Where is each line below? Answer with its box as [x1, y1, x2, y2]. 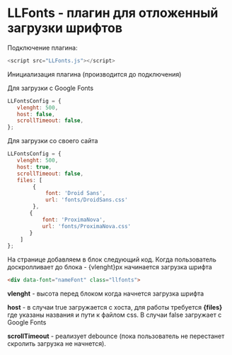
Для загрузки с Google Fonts [7, 84, 94, 92]
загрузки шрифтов [7, 20, 122, 36]
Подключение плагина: [7, 43, 78, 52]
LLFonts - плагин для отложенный [7, 5, 219, 21]
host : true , [16, 163, 52, 171]
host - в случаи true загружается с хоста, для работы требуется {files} [7, 303, 223, 312]
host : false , [16, 111, 55, 118]
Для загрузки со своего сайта [7, 137, 98, 145]
